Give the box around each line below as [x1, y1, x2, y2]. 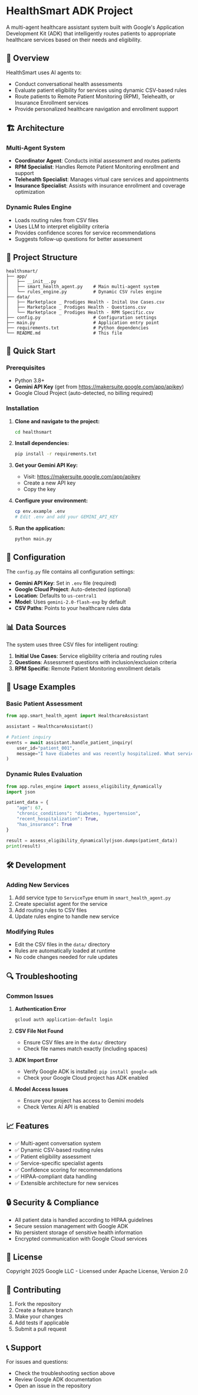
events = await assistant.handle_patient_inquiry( [6, 740, 133, 746]
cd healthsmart [14, 429, 52, 435]
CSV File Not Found [14, 1027, 64, 1034]
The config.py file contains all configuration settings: [6, 568, 135, 575]
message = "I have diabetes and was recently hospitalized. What [16, 750, 176, 757]
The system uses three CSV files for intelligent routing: [6, 641, 139, 648]
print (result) [6, 843, 41, 849]
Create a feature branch [14, 1307, 73, 1314]
